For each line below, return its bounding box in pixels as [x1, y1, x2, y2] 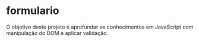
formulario [6, 4, 59, 17]
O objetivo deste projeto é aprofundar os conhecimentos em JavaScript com [6, 23, 194, 30]
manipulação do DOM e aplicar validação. [6, 29, 109, 36]
